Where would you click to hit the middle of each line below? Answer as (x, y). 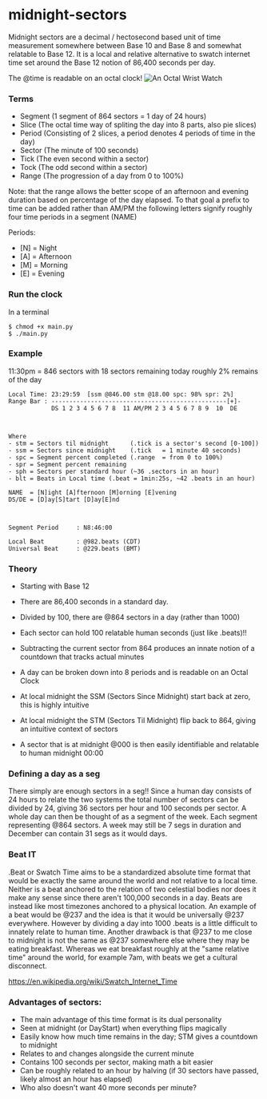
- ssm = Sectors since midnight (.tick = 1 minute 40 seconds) (125, 451)
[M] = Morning (44, 265)
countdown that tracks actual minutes (82, 657)
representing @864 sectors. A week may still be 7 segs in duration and (125, 825)
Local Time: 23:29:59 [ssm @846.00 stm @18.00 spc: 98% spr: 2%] (121, 394)
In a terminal (29, 312)
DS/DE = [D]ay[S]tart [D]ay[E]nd (64, 499)
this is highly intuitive (54, 705)
